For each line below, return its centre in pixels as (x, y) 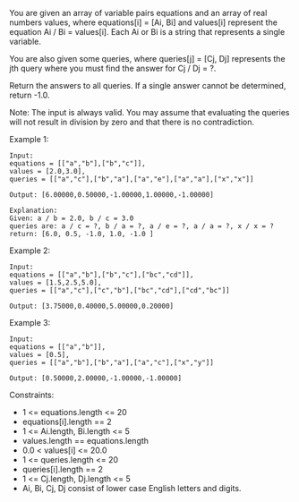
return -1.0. (30, 95)
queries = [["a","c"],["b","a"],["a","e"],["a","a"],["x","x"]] (132, 179)
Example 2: (30, 251)
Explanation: (34, 210)
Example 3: (30, 323)
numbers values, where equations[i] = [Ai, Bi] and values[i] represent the (143, 22)
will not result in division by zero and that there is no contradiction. (132, 122)
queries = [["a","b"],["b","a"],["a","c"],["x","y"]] (112, 362)
